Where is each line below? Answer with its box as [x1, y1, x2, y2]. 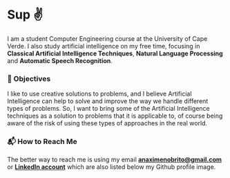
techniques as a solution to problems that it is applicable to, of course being [7, 112, 223, 120]
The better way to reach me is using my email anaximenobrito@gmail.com [7, 155, 222, 163]
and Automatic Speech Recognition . [7, 56, 113, 64]
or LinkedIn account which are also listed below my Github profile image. [7, 162, 216, 171]
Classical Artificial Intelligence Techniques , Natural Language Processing [7, 49, 223, 57]
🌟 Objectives [7, 73, 51, 83]
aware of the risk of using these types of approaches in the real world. [7, 119, 208, 127]
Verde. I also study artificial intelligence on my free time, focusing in [7, 42, 200, 50]
